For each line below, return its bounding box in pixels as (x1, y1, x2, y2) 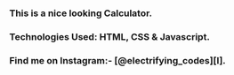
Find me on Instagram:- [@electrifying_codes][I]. (9, 54, 227, 66)
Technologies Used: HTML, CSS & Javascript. (9, 30, 211, 42)
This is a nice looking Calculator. (9, 7, 153, 19)
